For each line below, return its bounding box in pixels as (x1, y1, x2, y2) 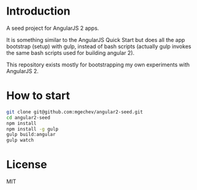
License (6, 158, 48, 172)
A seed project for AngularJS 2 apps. (6, 24, 99, 32)
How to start (6, 89, 70, 103)
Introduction (6, 4, 71, 18)
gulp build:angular (6, 132, 56, 138)
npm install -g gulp (6, 126, 59, 132)
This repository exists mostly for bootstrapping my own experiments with (6, 61, 190, 68)
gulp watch (6, 137, 34, 144)
